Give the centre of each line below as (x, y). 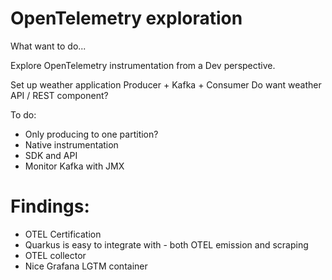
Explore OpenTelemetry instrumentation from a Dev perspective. (143, 65)
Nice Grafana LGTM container (86, 266)
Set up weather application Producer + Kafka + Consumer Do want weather (166, 84)
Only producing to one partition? (91, 134)
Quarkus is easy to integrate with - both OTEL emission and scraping (166, 244)
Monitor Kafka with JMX (74, 166)
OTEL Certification (63, 234)
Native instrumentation (71, 144)
